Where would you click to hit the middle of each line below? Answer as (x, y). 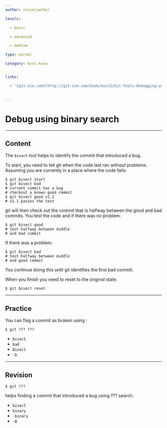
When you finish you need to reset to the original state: (61, 279)
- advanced (21, 37)
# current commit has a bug (34, 188)
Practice (18, 308)
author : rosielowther (28, 10)
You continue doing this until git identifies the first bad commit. (69, 270)
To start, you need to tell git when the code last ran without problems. (76, 165)
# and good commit (24, 261)
